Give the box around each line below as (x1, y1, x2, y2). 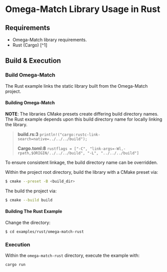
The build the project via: (5, 188, 57, 194)
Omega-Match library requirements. (12, 37, 87, 43)
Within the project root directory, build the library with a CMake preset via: (5, 169, 158, 175)
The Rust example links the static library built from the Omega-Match (5, 83, 148, 89)
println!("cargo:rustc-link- (39, 132, 100, 137)
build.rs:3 (17, 131, 39, 137)
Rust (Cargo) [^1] (12, 42, 48, 48)
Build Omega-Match (5, 72, 56, 79)
